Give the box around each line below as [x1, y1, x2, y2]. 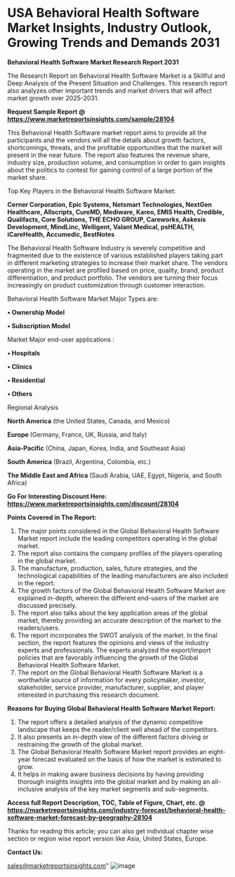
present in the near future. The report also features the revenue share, [7, 151, 210, 159]
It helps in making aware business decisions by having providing [17, 770, 204, 778]
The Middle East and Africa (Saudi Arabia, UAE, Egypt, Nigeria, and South [7, 471, 222, 480]
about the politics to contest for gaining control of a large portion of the [7, 165, 213, 174]
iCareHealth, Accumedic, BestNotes [7, 230, 115, 238]
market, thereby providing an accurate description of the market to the [17, 616, 222, 625]
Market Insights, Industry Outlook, [7, 20, 212, 36]
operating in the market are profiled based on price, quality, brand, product [7, 266, 224, 274]
